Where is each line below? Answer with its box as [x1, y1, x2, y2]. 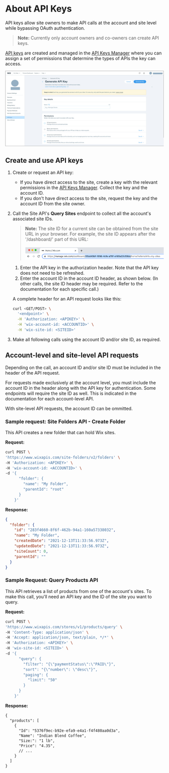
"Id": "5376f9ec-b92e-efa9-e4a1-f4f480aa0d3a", [18, 728, 121, 733]
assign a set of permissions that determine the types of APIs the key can [5, 55, 156, 61]
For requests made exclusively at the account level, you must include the [5, 379, 156, 386]
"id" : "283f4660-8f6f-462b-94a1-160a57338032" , [14, 527, 116, 532]
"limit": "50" [27, 678, 57, 683]
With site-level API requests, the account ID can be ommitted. [5, 405, 133, 411]
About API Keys [5, 3, 72, 15]
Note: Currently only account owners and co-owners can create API [17, 35, 159, 41]
